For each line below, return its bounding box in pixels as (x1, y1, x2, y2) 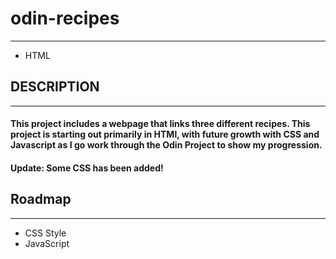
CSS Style (24, 227, 67, 239)
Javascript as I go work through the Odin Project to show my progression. (10, 139, 323, 151)
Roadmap (10, 191, 72, 208)
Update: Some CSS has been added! (10, 162, 164, 174)
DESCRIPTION (10, 78, 100, 96)
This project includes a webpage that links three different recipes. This (10, 118, 311, 130)
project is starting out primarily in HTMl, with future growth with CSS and (10, 128, 320, 141)
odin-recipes (10, 7, 120, 30)
